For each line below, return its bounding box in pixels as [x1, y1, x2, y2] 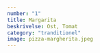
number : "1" [7, 10, 41, 17]
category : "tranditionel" [7, 29, 81, 36]
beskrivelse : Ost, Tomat [7, 23, 78, 30]
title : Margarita [7, 17, 57, 23]
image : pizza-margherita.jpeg [7, 36, 94, 43]
